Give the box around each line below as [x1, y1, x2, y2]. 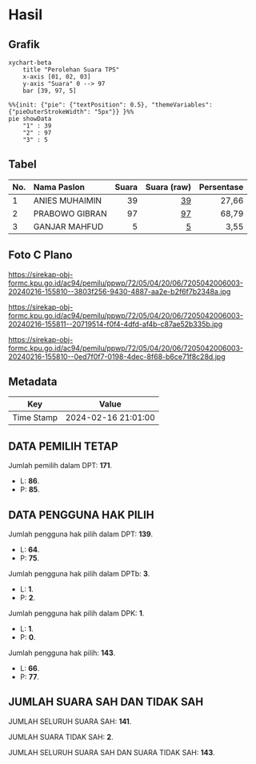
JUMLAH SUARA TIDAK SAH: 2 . [8, 732, 114, 742]
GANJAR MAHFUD [33, 220, 104, 232]
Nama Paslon [33, 181, 86, 192]
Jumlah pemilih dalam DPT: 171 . [8, 461, 113, 471]
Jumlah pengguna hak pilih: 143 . [8, 648, 116, 658]
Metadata [8, 375, 58, 389]
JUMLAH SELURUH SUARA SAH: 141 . [8, 716, 132, 726]
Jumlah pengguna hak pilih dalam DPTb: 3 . [8, 569, 150, 579]
